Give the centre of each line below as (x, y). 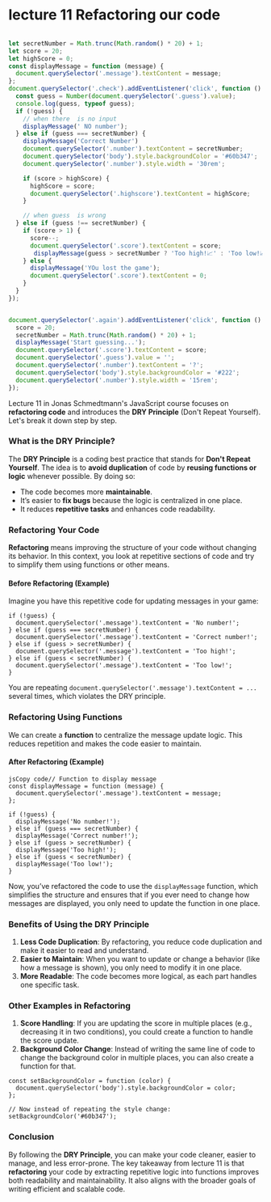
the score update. (49, 1040)
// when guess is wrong (65, 216)
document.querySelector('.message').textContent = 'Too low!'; (124, 666)
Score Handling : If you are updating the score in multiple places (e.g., (136, 1023)
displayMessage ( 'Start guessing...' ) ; (81, 343)
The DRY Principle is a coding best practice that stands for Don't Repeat (130, 459)
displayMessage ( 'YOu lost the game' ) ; (95, 269)
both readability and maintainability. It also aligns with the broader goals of (132, 1180)
